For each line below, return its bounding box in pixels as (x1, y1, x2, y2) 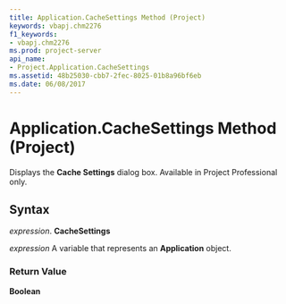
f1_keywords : (9, 30, 58, 38)
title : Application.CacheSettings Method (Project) (9, 13, 206, 22)
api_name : (9, 55, 46, 63)
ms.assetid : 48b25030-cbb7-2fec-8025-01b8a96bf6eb (9, 72, 202, 80)
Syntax (9, 202, 50, 217)
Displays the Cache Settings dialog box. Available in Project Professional (9, 166, 278, 177)
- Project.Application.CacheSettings (9, 63, 150, 72)
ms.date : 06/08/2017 (9, 80, 87, 89)
